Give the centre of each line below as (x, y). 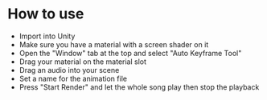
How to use (46, 14)
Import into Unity (47, 36)
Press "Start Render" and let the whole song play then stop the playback (139, 87)
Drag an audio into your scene (69, 70)
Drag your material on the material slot (82, 62)
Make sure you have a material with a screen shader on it (114, 44)
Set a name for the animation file (73, 78)
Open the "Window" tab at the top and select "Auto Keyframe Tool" (130, 53)
